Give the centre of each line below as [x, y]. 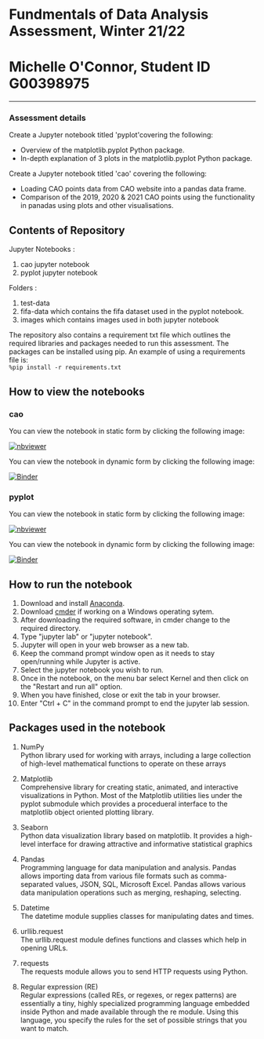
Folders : [23, 288]
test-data [35, 303]
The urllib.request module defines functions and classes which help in [134, 939]
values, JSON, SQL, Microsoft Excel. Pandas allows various [150, 884]
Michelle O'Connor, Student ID [110, 67]
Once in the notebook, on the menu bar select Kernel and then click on [134, 678]
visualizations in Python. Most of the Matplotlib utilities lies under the [131, 795]
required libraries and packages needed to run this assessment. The [119, 344]
